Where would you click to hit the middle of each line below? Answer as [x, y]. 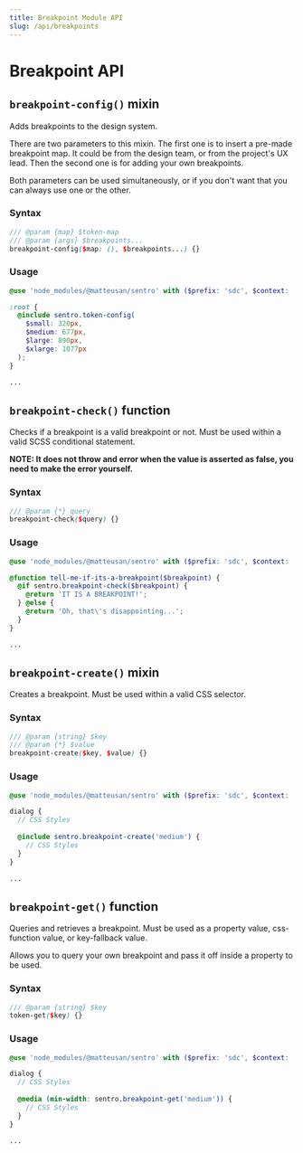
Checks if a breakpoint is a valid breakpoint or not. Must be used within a [146, 432]
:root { [24, 307]
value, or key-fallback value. [95, 938]
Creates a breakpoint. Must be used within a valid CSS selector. [128, 695]
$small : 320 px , [54, 324]
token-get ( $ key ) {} [46, 1016]
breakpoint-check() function [90, 410]
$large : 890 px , [54, 341]
